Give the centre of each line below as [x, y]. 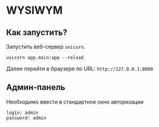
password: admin [26, 118]
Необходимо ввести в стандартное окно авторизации [75, 101]
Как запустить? [37, 32]
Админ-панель [36, 87]
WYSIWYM [35, 10]
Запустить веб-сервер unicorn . [46, 47]
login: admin [22, 113]
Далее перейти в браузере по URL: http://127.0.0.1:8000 [80, 69]
